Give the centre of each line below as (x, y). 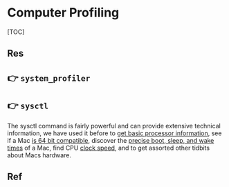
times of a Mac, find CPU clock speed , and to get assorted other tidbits (108, 148)
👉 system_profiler (49, 78)
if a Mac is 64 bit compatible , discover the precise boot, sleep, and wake (111, 140)
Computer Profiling (63, 13)
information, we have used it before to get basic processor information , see (114, 133)
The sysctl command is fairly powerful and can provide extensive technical (114, 126)
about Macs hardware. (39, 155)
